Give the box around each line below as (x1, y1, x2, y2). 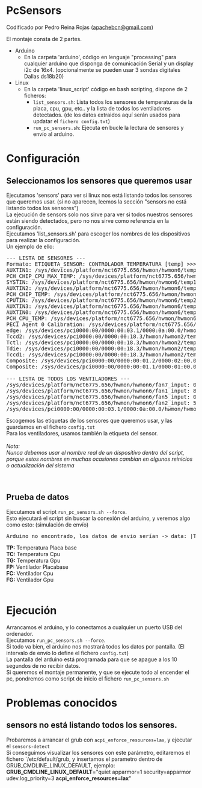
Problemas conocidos (6, 696, 117, 710)
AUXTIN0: (6, 309, 32, 316)
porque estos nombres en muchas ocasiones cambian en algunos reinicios (6, 455, 193, 463)
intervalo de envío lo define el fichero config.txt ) (6, 649, 129, 656)
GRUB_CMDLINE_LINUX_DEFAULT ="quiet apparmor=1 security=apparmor (6, 768, 191, 775)
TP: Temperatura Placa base (6, 544, 77, 551)
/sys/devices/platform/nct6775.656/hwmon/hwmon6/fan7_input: (6, 381, 191, 388)
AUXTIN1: (6, 266, 32, 274)
